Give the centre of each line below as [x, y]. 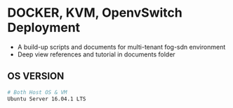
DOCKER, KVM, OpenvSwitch [95, 13]
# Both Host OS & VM [38, 92]
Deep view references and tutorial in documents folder [96, 54]
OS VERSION [36, 76]
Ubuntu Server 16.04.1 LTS [47, 99]
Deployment [44, 28]
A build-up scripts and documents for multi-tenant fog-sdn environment [121, 47]
